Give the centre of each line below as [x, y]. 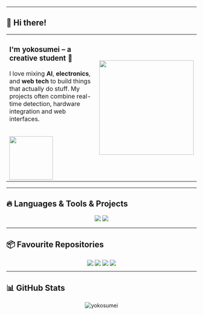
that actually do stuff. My [45, 88]
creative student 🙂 [41, 59]
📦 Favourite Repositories [55, 245]
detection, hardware [52, 103]
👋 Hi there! [27, 23]
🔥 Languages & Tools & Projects [67, 204]
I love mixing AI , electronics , [50, 73]
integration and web [38, 111]
